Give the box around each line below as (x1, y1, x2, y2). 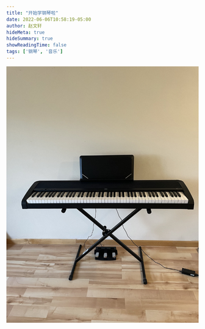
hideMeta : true (6, 29, 45, 35)
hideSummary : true (6, 35, 53, 42)
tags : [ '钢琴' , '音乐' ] (6, 49, 63, 55)
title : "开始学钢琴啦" (6, 10, 59, 16)
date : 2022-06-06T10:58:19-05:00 (6, 16, 92, 23)
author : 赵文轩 (6, 23, 42, 29)
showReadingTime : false (6, 42, 67, 48)
